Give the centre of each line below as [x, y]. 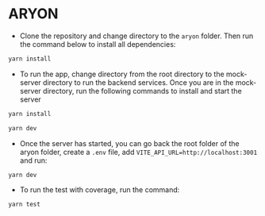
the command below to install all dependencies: [98, 44]
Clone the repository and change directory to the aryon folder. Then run [136, 36]
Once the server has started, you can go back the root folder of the [129, 143]
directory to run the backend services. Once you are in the [138, 82]
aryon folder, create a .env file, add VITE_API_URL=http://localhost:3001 [138, 152]
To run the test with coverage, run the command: [100, 190]
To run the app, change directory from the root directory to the [122, 74]
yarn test [25, 204]
